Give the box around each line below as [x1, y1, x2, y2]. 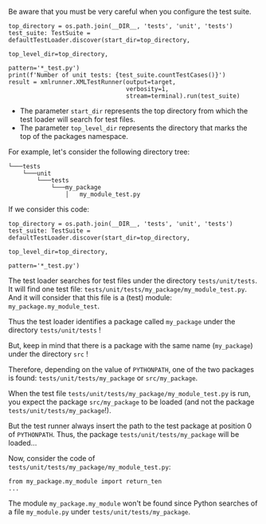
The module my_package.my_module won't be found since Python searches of [8, 498, 258, 508]
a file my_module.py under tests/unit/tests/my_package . [8, 507, 191, 516]
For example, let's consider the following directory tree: [8, 147, 190, 157]
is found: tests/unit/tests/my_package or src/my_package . [8, 373, 198, 383]
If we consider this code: [8, 204, 90, 214]
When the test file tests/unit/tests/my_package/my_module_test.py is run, [8, 389, 251, 398]
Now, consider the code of [8, 454, 96, 462]
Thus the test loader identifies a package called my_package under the [8, 317, 236, 326]
